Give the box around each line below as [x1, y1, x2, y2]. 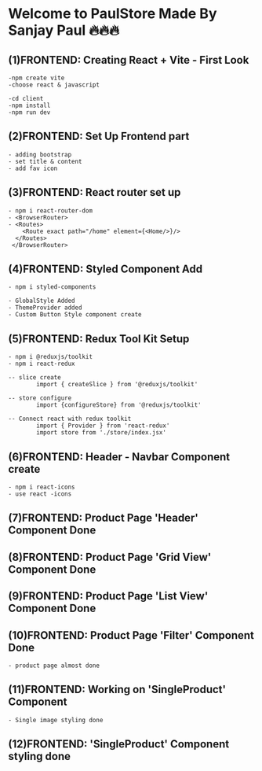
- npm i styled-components [8, 283, 96, 291]
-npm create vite [8, 74, 65, 82]
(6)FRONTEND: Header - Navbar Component [8, 450, 231, 463]
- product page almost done [8, 662, 100, 670]
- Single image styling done [8, 716, 104, 724]
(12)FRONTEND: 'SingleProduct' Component [8, 737, 230, 751]
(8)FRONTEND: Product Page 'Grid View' [8, 550, 212, 563]
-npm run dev [8, 109, 51, 116]
